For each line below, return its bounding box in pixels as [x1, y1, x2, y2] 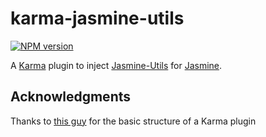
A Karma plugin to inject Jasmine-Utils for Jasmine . [10, 59, 223, 71]
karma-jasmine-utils [10, 7, 185, 30]
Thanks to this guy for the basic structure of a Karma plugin [10, 115, 257, 127]
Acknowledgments [10, 88, 132, 106]
